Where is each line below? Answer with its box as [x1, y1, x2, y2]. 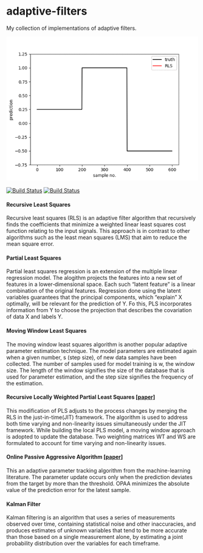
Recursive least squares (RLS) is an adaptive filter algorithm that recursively [6, 215, 196, 222]
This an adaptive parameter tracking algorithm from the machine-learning [6, 466, 191, 474]
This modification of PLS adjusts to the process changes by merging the [6, 407, 187, 414]
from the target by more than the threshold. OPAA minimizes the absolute [6, 480, 190, 487]
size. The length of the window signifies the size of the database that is [6, 366, 185, 374]
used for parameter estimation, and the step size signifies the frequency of [6, 373, 194, 380]
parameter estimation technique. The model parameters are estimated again [6, 347, 197, 354]
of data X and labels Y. [6, 313, 63, 321]
